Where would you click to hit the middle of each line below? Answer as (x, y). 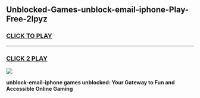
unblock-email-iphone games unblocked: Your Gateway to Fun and (90, 82)
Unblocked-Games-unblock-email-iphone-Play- (98, 10)
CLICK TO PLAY (29, 36)
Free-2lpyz (27, 19)
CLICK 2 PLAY (27, 58)
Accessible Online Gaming (40, 88)
